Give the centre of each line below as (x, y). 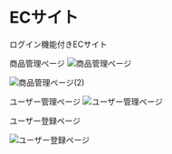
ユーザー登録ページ (45, 121)
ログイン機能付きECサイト (58, 44)
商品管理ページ (37, 63)
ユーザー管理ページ (45, 101)
